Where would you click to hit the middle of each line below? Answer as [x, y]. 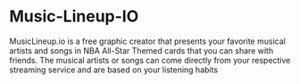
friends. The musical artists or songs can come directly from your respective [150, 60]
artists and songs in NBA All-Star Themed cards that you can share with [141, 50]
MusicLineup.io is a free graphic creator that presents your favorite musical [147, 41]
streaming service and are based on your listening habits [114, 70]
